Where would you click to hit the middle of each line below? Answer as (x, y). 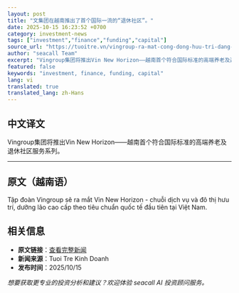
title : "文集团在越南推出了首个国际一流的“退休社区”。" (81, 21)
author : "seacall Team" (43, 54)
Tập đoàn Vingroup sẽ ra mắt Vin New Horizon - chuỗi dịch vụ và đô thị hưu (118, 199)
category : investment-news (47, 34)
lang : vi (20, 80)
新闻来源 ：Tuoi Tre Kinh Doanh (63, 258)
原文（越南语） (40, 182)
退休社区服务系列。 (36, 150)
